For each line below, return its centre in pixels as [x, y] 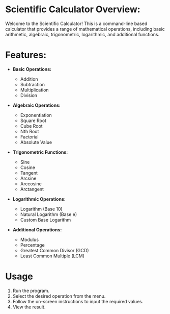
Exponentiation [36, 115]
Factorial [30, 137]
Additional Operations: [37, 230]
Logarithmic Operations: [39, 199]
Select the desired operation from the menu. [59, 296]
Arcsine [28, 178]
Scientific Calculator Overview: [73, 9]
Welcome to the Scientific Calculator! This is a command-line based [76, 23]
